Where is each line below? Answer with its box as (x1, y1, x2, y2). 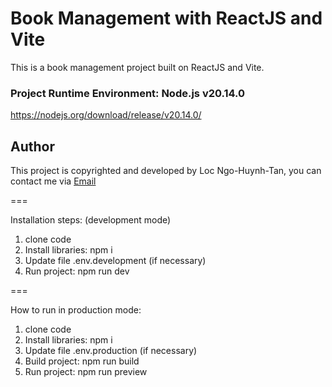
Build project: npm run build (24, 355, 140, 367)
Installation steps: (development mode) (10, 214, 172, 226)
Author (10, 138, 55, 155)
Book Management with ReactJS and (10, 7, 323, 30)
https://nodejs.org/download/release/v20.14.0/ (10, 109, 202, 121)
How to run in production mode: (10, 304, 142, 316)
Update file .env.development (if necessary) (24, 255, 207, 267)
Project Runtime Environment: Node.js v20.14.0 (10, 86, 246, 100)
